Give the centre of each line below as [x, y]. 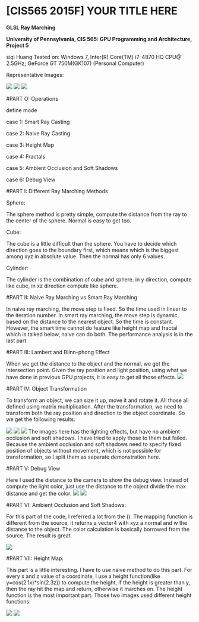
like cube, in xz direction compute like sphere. [62, 286]
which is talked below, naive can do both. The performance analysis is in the [99, 334]
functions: [18, 601]
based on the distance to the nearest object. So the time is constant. [90, 321]
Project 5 [18, 45]
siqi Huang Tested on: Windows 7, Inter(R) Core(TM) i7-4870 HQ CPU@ [94, 57]
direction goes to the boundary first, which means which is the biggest [93, 250]
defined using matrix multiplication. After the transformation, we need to [94, 406]
